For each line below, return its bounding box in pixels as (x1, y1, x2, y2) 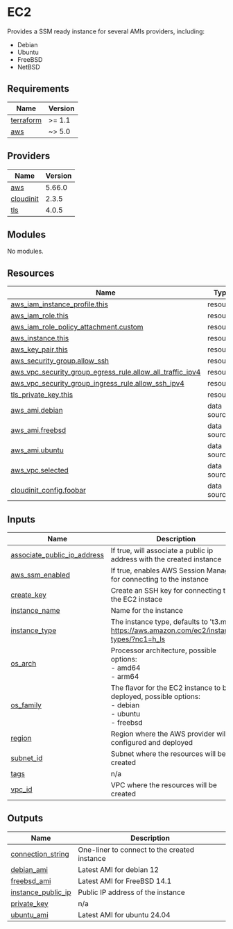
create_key (10, 590, 47, 600)
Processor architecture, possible (110, 646, 217, 655)
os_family (10, 700, 42, 709)
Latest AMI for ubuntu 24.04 (78, 910, 171, 919)
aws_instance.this (10, 334, 69, 343)
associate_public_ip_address (10, 550, 105, 559)
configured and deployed (110, 738, 193, 747)
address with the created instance (110, 554, 222, 564)
